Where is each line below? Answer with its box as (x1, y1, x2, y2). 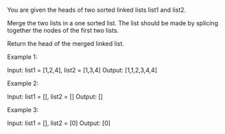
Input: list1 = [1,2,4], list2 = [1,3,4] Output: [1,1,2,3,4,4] (7, 66, 158, 74)
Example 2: (7, 79, 39, 88)
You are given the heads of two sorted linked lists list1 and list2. (7, 6, 187, 14)
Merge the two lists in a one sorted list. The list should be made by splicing (7, 19, 218, 27)
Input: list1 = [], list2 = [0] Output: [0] (7, 119, 111, 127)
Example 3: (7, 106, 39, 113)
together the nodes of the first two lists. (7, 27, 119, 34)
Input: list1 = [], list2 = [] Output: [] (7, 92, 103, 100)
